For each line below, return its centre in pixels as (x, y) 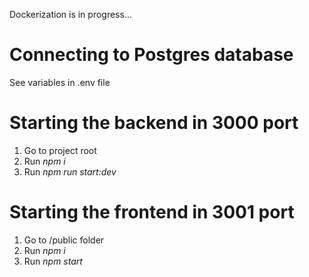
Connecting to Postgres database (151, 55)
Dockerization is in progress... (70, 14)
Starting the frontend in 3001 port (152, 212)
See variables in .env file (60, 82)
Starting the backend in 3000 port (154, 123)
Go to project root (60, 150)
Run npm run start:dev (70, 171)
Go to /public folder (64, 240)
